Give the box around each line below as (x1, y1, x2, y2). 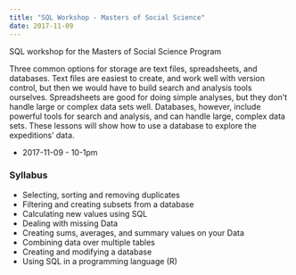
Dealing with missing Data (21, 218, 119, 229)
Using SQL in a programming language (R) (21, 255, 178, 266)
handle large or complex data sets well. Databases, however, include (9, 101, 261, 112)
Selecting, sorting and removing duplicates (21, 189, 180, 200)
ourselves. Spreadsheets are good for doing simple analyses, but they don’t (9, 91, 288, 103)
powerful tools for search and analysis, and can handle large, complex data (9, 111, 285, 121)
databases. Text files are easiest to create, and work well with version (9, 72, 266, 83)
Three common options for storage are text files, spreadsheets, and (9, 63, 258, 74)
